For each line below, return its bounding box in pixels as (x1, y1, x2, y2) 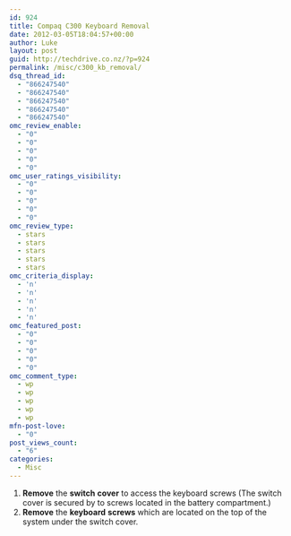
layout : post (9, 47, 58, 56)
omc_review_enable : (9, 122, 82, 131)
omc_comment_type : (9, 371, 78, 381)
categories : (9, 454, 54, 464)
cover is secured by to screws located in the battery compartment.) (21, 497, 271, 507)
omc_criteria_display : (9, 272, 94, 281)
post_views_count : (9, 438, 78, 447)
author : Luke (9, 38, 58, 48)
